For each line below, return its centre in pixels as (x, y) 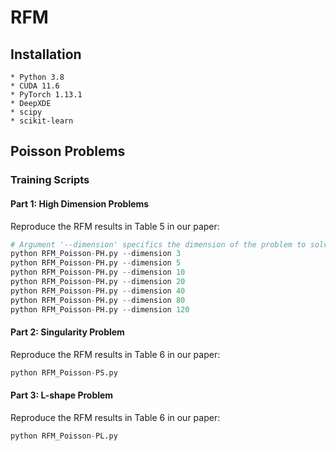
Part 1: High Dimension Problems (80, 203)
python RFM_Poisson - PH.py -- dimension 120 (100, 309)
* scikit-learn (42, 121)
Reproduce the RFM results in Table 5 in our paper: (115, 226)
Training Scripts (50, 180)
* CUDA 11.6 (35, 86)
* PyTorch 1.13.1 (46, 95)
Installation (46, 54)
